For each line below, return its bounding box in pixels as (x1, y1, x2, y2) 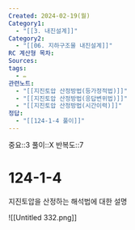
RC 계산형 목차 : (8, 49, 55, 57)
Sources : (8, 57, 38, 65)
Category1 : (8, 19, 45, 27)
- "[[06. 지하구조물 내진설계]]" (15, 42, 113, 50)
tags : (8, 65, 27, 73)
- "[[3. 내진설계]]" (15, 27, 78, 35)
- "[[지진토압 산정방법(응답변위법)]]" (15, 94, 128, 102)
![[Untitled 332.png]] (8, 212, 78, 222)
